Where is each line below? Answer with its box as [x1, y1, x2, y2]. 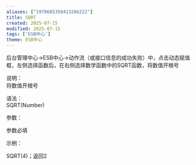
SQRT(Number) [6, 102, 45, 108]
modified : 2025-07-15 [6, 25, 61, 32]
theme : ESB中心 [6, 37, 43, 43]
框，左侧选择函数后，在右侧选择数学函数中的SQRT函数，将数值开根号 [6, 61, 179, 69]
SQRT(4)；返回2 [6, 152, 47, 160]
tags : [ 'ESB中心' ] [6, 31, 51, 37]
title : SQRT [6, 14, 36, 20]
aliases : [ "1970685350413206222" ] [6, 8, 93, 15]
